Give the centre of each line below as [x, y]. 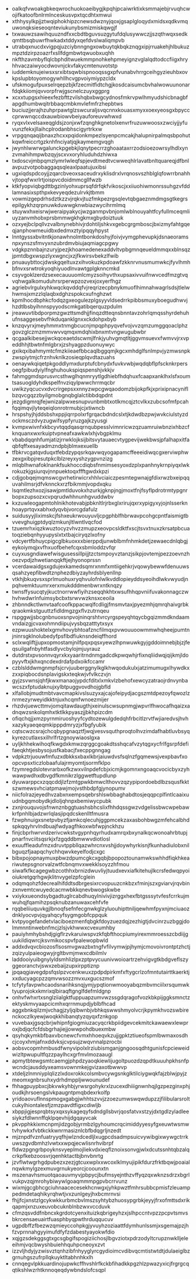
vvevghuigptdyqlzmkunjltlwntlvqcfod [57, 522]
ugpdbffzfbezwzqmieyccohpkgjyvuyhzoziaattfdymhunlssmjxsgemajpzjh [100, 1226]
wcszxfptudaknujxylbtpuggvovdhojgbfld [61, 687]
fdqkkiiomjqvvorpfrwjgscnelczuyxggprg [61, 91]
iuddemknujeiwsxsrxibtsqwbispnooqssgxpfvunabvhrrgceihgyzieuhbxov [100, 72]
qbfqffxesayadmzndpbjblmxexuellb [55, 446]
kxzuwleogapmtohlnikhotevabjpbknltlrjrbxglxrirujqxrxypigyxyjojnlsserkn [100, 503]
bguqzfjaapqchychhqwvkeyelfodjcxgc [59, 852]
